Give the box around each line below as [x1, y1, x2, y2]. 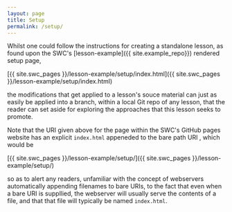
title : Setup [7, 17, 45, 23]
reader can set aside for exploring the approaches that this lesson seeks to [7, 105, 222, 114]
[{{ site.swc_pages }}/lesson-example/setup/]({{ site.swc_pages [7, 154, 191, 162]
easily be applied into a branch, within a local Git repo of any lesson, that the [7, 98, 225, 106]
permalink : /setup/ [7, 23, 64, 30]
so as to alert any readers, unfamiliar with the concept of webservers [7, 175, 204, 183]
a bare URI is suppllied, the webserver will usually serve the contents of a [7, 189, 217, 197]
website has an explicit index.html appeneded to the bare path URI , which [7, 133, 220, 142]
